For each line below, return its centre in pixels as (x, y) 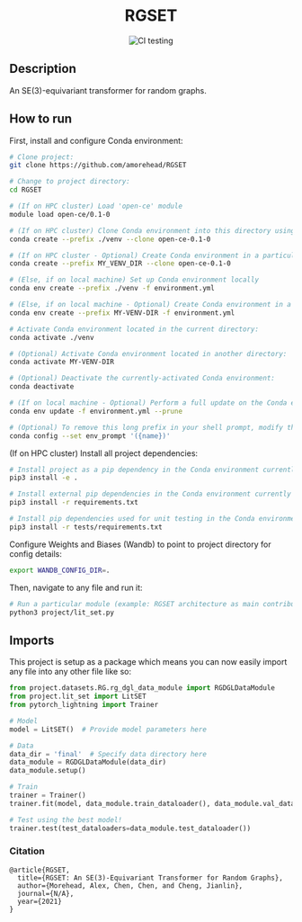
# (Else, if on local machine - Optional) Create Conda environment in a (151, 305)
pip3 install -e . (44, 478)
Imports (32, 640)
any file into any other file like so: (71, 672)
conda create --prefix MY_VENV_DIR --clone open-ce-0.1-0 (120, 264)
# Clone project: (42, 157)
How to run (41, 119)
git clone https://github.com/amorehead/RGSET (98, 166)
